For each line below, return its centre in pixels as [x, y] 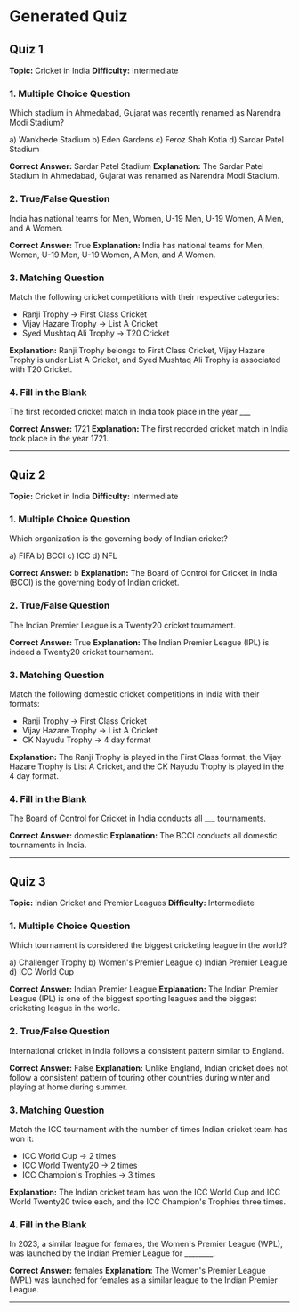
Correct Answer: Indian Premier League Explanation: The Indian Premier [144, 989]
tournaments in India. [48, 845]
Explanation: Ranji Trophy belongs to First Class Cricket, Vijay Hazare [137, 350]
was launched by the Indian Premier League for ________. [113, 1253]
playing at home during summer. [69, 1087]
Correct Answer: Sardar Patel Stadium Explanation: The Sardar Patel [137, 166]
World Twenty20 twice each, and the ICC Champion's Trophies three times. [148, 1201]
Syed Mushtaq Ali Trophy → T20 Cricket [96, 333]
